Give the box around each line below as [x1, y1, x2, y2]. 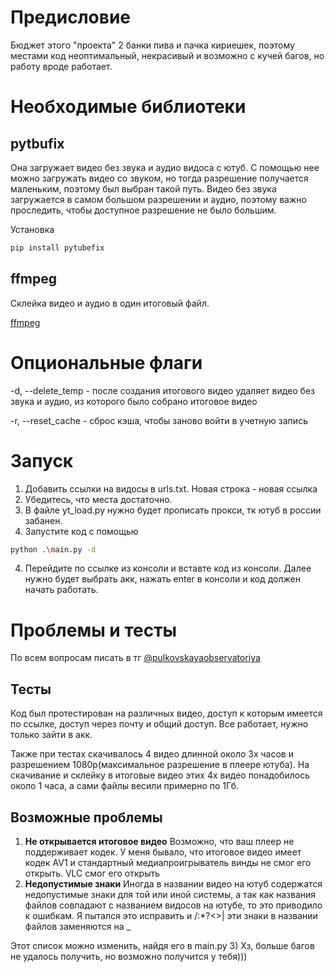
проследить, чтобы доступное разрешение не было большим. [10, 204, 277, 216]
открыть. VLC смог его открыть [24, 867, 161, 879]
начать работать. [24, 584, 99, 596]
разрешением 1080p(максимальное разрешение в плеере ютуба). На [10, 759, 310, 771]
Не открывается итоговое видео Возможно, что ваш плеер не [24, 835, 295, 847]
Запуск [10, 449, 74, 472]
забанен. [24, 514, 63, 526]
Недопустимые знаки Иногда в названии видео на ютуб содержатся [24, 877, 323, 890]
